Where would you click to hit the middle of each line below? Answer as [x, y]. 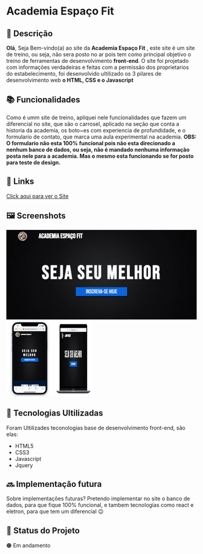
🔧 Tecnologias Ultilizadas [55, 413]
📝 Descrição [30, 34]
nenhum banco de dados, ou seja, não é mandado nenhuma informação [98, 149]
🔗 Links [20, 182]
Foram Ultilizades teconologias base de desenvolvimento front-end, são [96, 428]
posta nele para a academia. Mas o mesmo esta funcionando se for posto [100, 156]
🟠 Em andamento [28, 546]
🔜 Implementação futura [54, 484]
